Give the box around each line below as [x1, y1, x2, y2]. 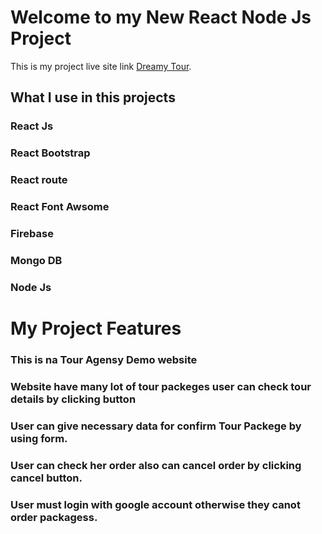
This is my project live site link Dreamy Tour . [10, 60, 192, 72]
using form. [10, 431, 68, 445]
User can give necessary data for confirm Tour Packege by [10, 419, 302, 433]
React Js [10, 119, 54, 133]
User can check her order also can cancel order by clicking [10, 458, 302, 472]
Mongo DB [10, 253, 63, 267]
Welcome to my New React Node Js [10, 6, 312, 29]
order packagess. [10, 510, 98, 524]
